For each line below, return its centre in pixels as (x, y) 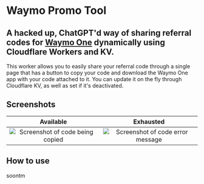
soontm (16, 176)
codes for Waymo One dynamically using (86, 42)
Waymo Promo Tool (56, 11)
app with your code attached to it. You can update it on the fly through (94, 79)
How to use (28, 161)
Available (53, 122)
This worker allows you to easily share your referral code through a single (98, 66)
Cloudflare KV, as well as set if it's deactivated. (65, 86)
